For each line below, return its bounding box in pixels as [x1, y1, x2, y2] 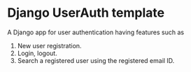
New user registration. [17, 41, 82, 50]
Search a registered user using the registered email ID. [17, 56, 175, 64]
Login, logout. [17, 49, 57, 57]
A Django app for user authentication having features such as [7, 28, 184, 36]
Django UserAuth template [7, 5, 165, 21]
